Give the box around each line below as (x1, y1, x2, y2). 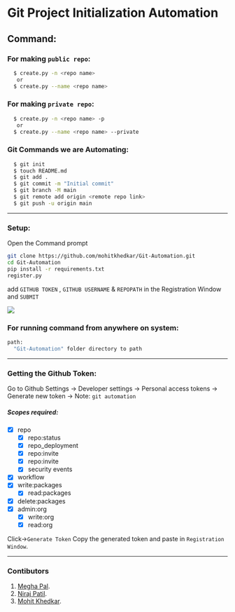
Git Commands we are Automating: (7, 145, 129, 155)
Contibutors (7, 566, 49, 576)
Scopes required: (7, 408, 59, 416)
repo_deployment (27, 442, 79, 450)
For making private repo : (7, 100, 94, 109)
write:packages (17, 481, 62, 489)
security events (27, 465, 73, 474)
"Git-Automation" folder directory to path (13, 345, 142, 352)
